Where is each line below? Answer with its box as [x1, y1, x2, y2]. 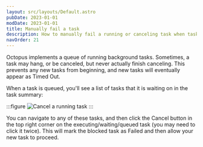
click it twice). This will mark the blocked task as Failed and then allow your [6, 128, 193, 134]
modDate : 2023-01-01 [6, 20, 59, 26]
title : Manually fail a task [6, 25, 80, 32]
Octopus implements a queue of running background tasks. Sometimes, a [6, 54, 190, 60]
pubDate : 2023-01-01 [6, 15, 59, 21]
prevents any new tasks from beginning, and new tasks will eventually [6, 67, 180, 73]
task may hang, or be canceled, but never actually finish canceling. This [6, 60, 185, 67]
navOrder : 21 [6, 37, 39, 43]
